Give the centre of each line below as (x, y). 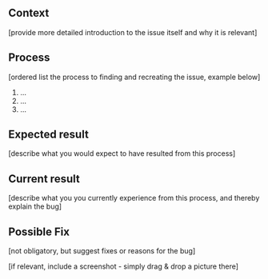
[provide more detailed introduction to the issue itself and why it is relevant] (133, 32)
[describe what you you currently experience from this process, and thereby (134, 198)
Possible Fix (39, 231)
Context (29, 13)
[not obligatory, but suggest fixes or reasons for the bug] (102, 251)
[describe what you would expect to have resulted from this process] (122, 153)
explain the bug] (35, 206)
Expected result (49, 135)
